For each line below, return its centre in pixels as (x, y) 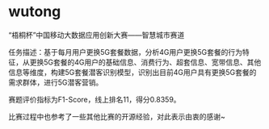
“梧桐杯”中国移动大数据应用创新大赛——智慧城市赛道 (97, 35)
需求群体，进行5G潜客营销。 (56, 82)
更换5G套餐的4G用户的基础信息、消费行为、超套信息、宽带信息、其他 (145, 62)
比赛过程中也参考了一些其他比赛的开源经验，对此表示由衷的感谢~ (117, 116)
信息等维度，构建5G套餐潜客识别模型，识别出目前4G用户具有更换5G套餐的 (132, 72)
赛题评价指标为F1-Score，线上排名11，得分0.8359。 (95, 99)
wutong (35, 12)
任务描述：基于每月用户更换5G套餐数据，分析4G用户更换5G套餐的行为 (125, 52)
